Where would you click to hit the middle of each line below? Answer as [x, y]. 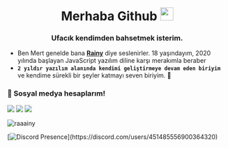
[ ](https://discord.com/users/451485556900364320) [113, 137]
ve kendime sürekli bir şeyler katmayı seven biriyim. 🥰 [94, 75]
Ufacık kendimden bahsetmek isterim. [117, 38]
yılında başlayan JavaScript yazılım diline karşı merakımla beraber [112, 61]
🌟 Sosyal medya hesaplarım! [56, 94]
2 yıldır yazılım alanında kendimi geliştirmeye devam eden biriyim [119, 69]
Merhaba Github [109, 16]
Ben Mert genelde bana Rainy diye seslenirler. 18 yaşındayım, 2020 [114, 53]
